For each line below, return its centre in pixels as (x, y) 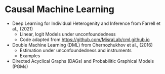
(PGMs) (20, 66)
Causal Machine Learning (59, 9)
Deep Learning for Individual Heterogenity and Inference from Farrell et (86, 23)
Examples (30, 55)
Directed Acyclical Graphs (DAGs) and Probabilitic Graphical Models (83, 61)
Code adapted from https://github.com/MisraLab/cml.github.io (85, 40)
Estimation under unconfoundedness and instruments (76, 50)
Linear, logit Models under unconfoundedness (68, 34)
